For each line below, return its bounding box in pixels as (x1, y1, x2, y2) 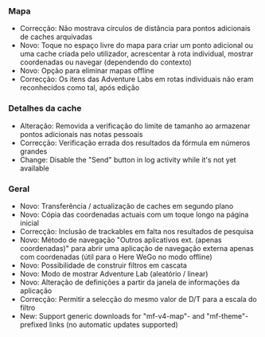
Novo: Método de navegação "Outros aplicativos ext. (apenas (19, 235, 222, 245)
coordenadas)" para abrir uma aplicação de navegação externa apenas (19, 243, 255, 253)
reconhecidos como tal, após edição (19, 83, 140, 92)
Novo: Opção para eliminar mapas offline (19, 66, 155, 76)
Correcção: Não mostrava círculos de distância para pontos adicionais (19, 24, 251, 33)
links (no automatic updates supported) (49, 319, 179, 329)
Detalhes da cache (8, 103, 82, 114)
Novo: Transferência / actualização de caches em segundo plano (19, 201, 234, 210)
